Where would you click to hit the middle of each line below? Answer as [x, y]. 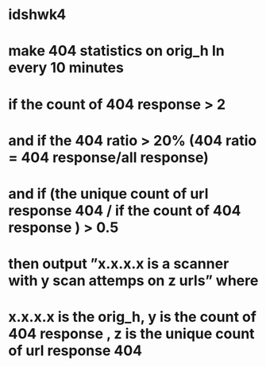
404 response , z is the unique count [132, 334]
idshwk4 [37, 15]
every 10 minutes [66, 68]
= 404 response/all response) [108, 157]
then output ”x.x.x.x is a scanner [119, 264]
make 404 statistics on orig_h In [116, 51]
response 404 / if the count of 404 [125, 210]
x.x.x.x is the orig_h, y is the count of [132, 317]
